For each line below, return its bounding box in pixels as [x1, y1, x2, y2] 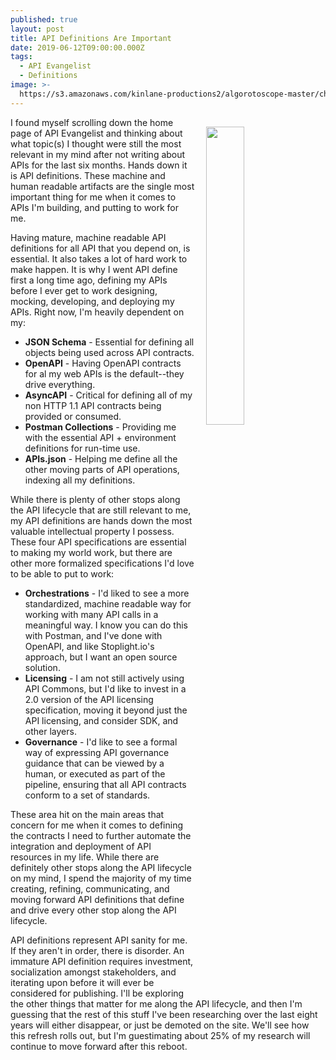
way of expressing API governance [24, 746, 170, 758]
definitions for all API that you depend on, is [10, 242, 191, 254]
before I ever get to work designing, [10, 284, 158, 296]
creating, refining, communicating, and [10, 882, 170, 895]
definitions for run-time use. [24, 442, 141, 454]
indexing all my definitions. [24, 474, 136, 486]
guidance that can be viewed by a [24, 757, 165, 769]
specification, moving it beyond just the [24, 704, 188, 716]
